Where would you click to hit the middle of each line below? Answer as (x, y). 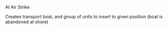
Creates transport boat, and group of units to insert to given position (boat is (84, 16)
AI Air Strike (18, 7)
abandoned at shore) (27, 22)
